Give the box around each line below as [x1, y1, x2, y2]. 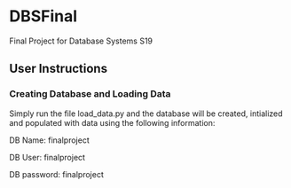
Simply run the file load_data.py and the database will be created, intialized [9, 108, 283, 119]
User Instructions [9, 61, 108, 76]
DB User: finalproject [9, 152, 86, 162]
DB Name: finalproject [9, 135, 90, 145]
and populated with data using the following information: [9, 117, 216, 128]
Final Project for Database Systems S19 [9, 35, 153, 46]
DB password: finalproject [9, 168, 104, 179]
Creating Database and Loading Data [9, 88, 171, 100]
